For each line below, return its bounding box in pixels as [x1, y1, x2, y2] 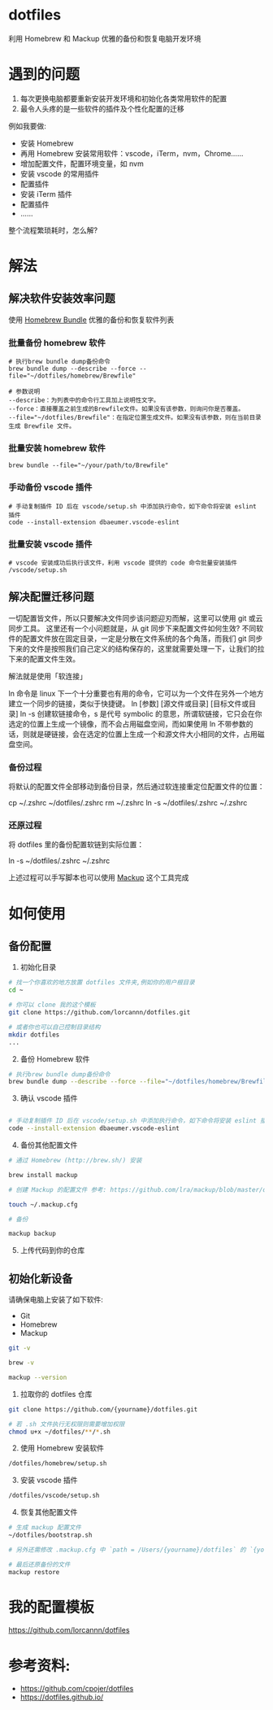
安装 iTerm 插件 [19, 189, 72, 198]
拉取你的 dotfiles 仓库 [19, 1389, 93, 1398]
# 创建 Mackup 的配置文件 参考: [8, 1185, 107, 1193]
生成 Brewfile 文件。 [8, 422, 76, 430]
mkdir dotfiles [8, 1031, 60, 1039]
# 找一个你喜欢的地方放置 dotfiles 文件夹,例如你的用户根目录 [8, 979, 195, 987]
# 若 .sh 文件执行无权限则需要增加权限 [8, 1420, 125, 1429]
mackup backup [8, 1230, 57, 1238]
